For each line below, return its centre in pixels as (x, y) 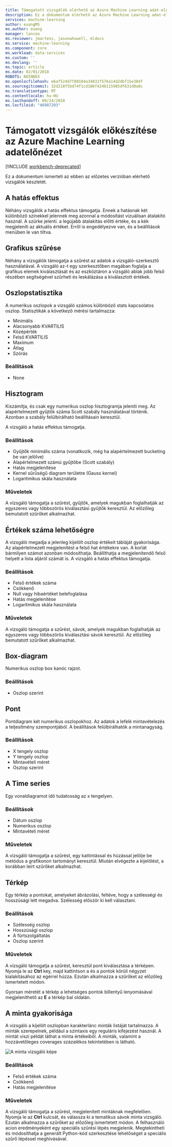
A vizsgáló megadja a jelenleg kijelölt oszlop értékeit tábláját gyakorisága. (83, 542)
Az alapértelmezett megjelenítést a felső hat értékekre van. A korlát (76, 548)
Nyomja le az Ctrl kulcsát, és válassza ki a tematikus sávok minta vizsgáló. (84, 1117)
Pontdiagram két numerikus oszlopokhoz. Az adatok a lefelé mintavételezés (85, 721)
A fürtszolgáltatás (31, 936)
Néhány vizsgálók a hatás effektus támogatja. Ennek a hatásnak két (77, 210)
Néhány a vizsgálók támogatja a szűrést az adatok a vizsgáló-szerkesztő (82, 260)
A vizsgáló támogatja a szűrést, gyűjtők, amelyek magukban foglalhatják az (84, 503)
